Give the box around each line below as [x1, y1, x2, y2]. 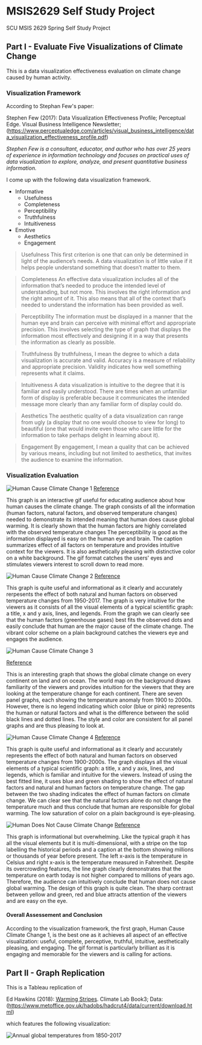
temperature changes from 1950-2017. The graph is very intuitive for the [6, 597, 185, 604]
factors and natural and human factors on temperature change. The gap [6, 784, 185, 791]
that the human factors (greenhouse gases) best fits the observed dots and [6, 616, 194, 624]
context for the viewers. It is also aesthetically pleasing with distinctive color [6, 548, 196, 555]
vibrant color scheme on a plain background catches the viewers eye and [6, 629, 189, 636]
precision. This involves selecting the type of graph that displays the [21, 326, 191, 333]
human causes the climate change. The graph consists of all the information [6, 503, 195, 510]
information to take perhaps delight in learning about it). [21, 432, 160, 439]
